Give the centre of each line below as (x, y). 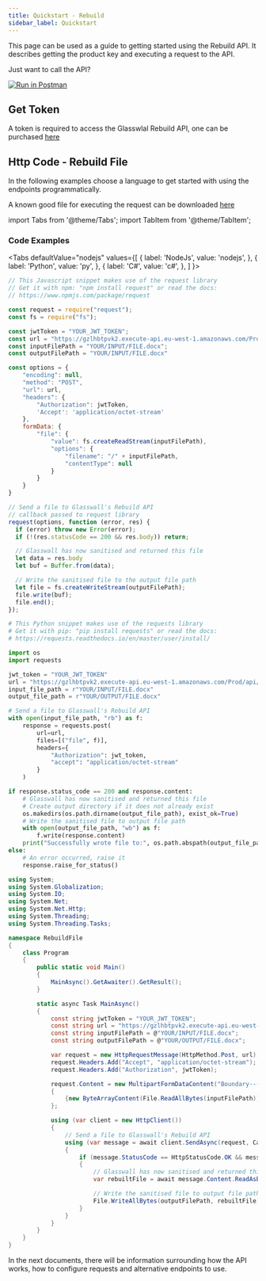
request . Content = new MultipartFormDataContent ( (134, 1084)
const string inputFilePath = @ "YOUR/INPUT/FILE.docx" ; (144, 1033)
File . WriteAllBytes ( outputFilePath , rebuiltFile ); (178, 1201)
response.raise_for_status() (70, 865)
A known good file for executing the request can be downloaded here (122, 205)
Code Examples (39, 241)
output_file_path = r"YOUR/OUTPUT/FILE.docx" (84, 697)
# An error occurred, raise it (74, 858)
